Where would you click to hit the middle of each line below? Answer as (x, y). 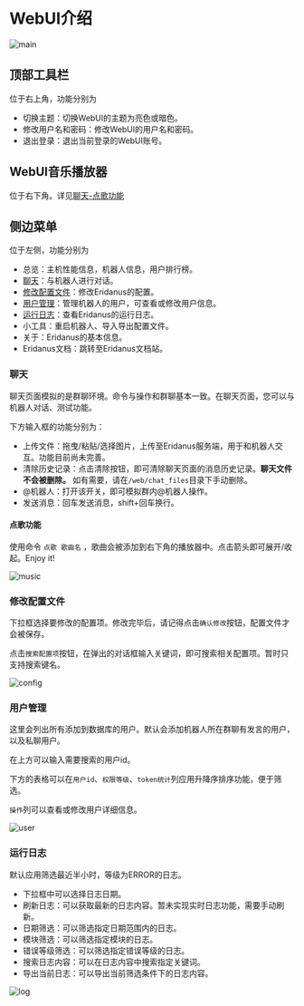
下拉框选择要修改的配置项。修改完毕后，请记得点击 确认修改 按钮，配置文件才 (150, 623)
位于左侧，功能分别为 (49, 250)
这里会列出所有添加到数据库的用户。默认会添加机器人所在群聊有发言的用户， (152, 730)
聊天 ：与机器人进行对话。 (70, 281)
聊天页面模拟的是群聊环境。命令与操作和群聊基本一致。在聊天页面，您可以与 (152, 396)
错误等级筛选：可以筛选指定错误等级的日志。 (106, 950)
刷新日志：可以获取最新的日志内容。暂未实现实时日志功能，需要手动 (149, 905)
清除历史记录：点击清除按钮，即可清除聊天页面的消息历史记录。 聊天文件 (157, 469)
